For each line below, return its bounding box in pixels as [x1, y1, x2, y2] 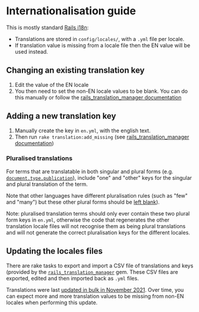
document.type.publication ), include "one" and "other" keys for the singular [6, 174, 192, 181]
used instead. [14, 48, 49, 55]
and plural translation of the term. [6, 180, 88, 188]
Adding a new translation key [6, 111, 116, 121]
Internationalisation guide [6, 4, 137, 18]
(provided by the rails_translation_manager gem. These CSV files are [6, 268, 178, 275]
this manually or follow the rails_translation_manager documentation [14, 93, 182, 101]
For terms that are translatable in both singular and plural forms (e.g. [6, 168, 173, 175]
